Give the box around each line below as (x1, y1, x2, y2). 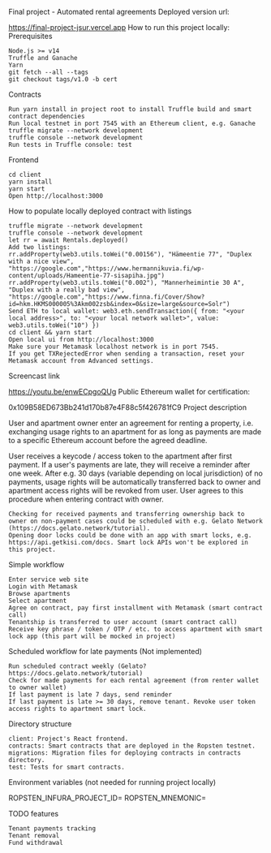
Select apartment (8, 597, 67, 605)
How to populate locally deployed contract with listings (8, 206, 192, 216)
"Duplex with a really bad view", (8, 286, 126, 294)
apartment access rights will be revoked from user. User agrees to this (8, 486, 243, 495)
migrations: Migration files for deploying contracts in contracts (8, 749, 242, 757)
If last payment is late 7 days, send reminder (8, 691, 173, 699)
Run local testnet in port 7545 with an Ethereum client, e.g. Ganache (8, 119, 256, 127)
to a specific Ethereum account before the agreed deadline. (8, 436, 208, 445)
